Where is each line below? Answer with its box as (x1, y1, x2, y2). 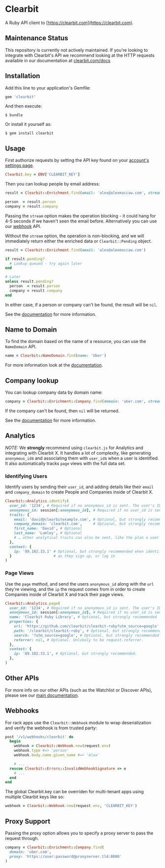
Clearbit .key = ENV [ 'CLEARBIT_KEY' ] (5, 172, 80, 177)
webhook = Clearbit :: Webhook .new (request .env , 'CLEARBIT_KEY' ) (5, 804, 137, 808)
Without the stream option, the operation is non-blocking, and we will (5, 233, 144, 239)
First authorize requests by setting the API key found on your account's (5, 157, 149, 163)
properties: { (9, 619, 38, 624)
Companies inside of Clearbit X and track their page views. (5, 591, 124, 597)
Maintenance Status (5, 34, 68, 42)
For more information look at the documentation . (5, 362, 103, 368)
